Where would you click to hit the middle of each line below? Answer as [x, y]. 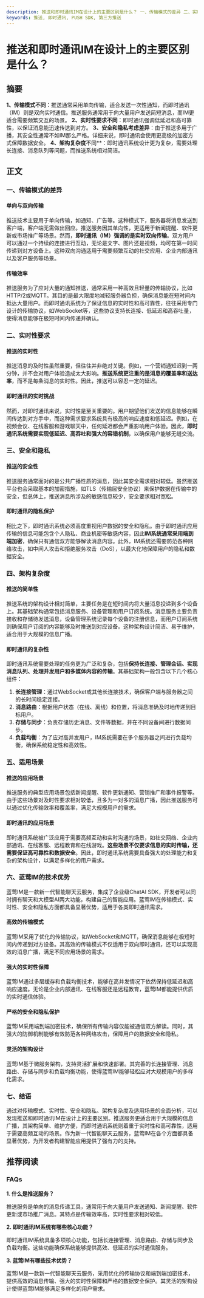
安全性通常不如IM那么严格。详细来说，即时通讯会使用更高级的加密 [105, 135]
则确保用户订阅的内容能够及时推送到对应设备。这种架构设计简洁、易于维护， [102, 627]
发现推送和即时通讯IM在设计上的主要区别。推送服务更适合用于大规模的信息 [100, 1118]
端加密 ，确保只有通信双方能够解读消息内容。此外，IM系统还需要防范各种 [97, 541]
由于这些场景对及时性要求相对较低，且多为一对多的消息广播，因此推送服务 [99, 800]
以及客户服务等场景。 [33, 258]
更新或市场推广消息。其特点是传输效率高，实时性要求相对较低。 [86, 1214]
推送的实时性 [22, 351]
